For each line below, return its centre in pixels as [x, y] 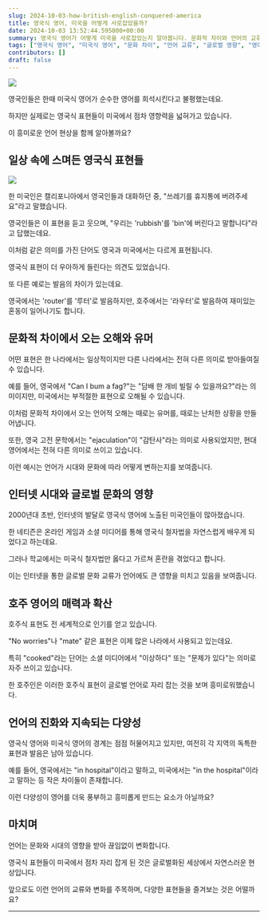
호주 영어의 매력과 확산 [61, 603]
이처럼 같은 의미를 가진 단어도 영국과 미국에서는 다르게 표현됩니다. [110, 250]
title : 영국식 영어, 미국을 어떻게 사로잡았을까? [78, 23]
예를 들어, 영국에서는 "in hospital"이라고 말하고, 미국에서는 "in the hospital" [127, 770]
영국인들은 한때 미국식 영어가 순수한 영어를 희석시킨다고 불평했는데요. [116, 99]
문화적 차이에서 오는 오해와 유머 [81, 339]
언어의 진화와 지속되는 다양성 [75, 723]
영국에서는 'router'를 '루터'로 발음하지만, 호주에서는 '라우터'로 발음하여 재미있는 [132, 301]
